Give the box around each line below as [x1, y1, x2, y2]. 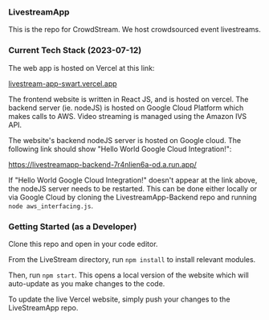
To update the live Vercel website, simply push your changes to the [8, 294, 230, 304]
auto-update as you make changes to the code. [8, 278, 165, 288]
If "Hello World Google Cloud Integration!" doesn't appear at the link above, [8, 175, 258, 185]
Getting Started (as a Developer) [8, 220, 137, 232]
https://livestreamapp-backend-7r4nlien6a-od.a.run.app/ [8, 159, 197, 169]
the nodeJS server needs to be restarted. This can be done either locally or [8, 183, 258, 193]
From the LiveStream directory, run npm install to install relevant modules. [8, 254, 256, 264]
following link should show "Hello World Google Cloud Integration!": [8, 144, 232, 154]
